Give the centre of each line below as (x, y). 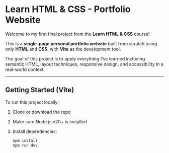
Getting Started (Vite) (40, 90)
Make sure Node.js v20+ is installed (50, 121)
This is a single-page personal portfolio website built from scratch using (81, 43)
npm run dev (25, 145)
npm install (25, 140)
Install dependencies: (35, 131)
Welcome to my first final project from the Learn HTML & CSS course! (77, 34)
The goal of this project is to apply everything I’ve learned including (75, 58)
